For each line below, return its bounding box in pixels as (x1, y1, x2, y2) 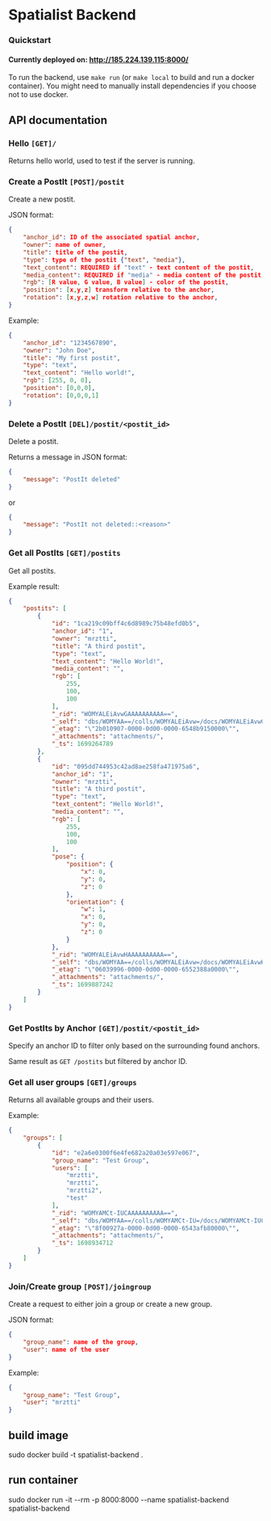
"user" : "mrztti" (23, 1398, 81, 1407)
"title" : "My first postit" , (23, 354, 121, 362)
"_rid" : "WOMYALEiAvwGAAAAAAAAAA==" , (51, 710, 179, 718)
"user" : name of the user (23, 1345, 110, 1354)
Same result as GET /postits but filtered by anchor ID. (8, 1056, 188, 1066)
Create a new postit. (8, 194, 76, 204)
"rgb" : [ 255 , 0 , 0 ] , (23, 376, 92, 385)
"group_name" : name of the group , (23, 1338, 139, 1346)
